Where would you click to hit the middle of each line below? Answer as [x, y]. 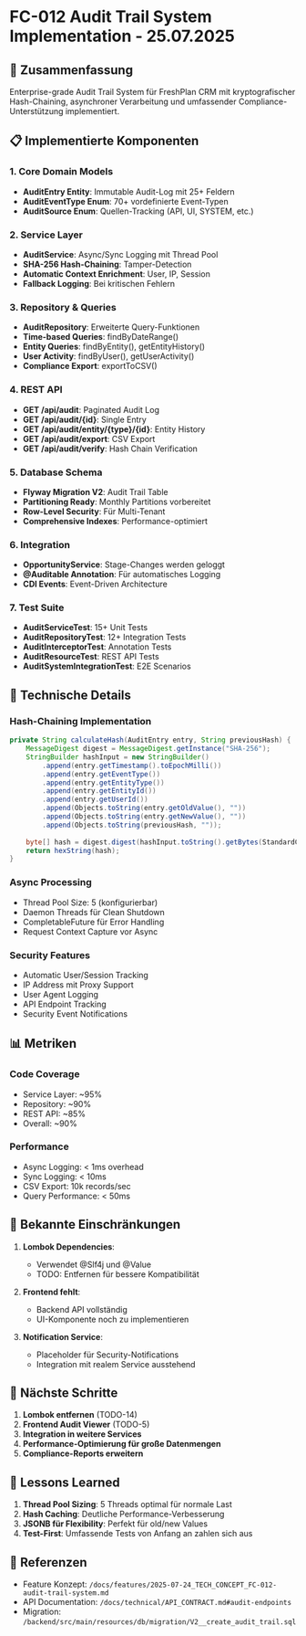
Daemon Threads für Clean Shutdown [94, 912]
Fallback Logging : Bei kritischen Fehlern [99, 283]
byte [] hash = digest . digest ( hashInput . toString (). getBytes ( [144, 842]
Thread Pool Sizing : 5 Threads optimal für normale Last [127, 1504]
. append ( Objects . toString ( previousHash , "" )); [132, 825]
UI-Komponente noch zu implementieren [112, 1319]
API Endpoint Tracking [64, 1004]
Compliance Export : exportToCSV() [90, 366]
